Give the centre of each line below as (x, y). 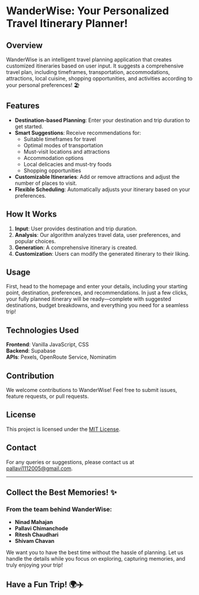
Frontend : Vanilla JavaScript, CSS (47, 345)
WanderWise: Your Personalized (88, 11)
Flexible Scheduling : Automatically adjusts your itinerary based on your (102, 189)
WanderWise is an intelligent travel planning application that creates (89, 59)
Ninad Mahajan (34, 522)
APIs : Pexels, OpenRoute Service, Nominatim (61, 357)
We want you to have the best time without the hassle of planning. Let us (95, 552)
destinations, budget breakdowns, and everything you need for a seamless (97, 305)
